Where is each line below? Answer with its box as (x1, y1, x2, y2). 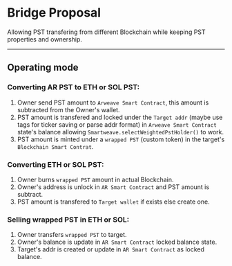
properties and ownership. (7, 35, 83, 43)
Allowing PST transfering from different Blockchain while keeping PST (7, 28, 206, 36)
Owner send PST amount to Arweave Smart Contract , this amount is (17, 98, 209, 107)
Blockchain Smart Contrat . (17, 142, 94, 150)
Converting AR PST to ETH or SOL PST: (7, 82, 140, 92)
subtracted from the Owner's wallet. (17, 105, 120, 114)
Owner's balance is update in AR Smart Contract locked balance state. (17, 238, 217, 247)
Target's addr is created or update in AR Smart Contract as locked (17, 245, 205, 254)
